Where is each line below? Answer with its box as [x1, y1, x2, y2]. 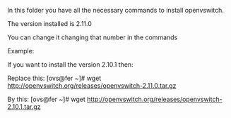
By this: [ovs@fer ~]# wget [7, 95, 86, 103]
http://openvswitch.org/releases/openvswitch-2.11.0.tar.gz [7, 81, 177, 90]
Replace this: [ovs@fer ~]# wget [7, 74, 102, 82]
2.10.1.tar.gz [7, 103, 41, 111]
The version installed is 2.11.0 [7, 20, 92, 27]
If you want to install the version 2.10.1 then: [7, 60, 134, 69]
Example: [7, 47, 35, 55]
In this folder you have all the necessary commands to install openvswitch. [7, 6, 225, 14]
